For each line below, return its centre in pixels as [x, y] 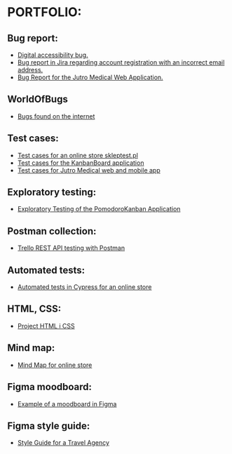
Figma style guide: [49, 426]
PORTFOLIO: [45, 12]
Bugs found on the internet [56, 116]
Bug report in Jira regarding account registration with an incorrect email [121, 62]
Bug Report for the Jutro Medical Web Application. [90, 77]
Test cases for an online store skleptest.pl [78, 155]
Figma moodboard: [50, 387]
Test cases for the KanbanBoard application [81, 163]
